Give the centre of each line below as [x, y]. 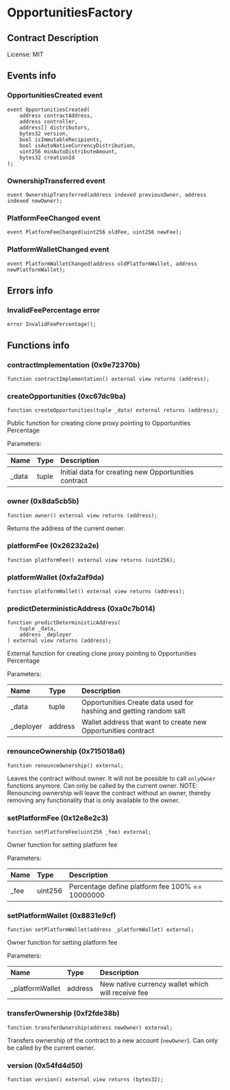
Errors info [30, 290]
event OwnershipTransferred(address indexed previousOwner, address [107, 195]
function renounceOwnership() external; [66, 765]
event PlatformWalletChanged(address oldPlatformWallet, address [102, 264]
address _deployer [46, 635]
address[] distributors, [55, 127]
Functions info [38, 345]
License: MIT [25, 54]
